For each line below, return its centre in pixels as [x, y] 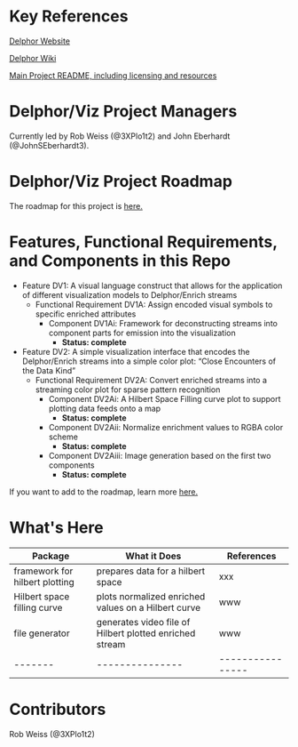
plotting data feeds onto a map [105, 408]
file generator [42, 633]
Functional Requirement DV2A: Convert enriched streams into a [151, 380]
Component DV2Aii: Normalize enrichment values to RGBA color [166, 427]
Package [51, 556]
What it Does [153, 556]
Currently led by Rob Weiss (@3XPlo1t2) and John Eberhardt [120, 136]
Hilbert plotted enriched [146, 633]
